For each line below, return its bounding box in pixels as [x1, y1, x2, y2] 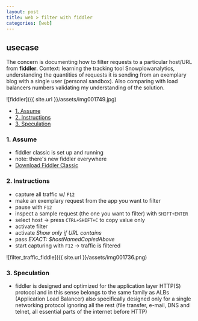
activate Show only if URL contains [14, 229, 102, 236]
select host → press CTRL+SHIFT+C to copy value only [14, 216, 146, 223]
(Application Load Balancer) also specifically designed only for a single [14, 295, 191, 302]
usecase [6, 42, 39, 52]
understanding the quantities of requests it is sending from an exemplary [6, 71, 187, 78]
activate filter [14, 223, 48, 230]
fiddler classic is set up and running [14, 149, 104, 156]
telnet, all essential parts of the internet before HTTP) [14, 308, 147, 316]
